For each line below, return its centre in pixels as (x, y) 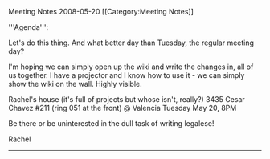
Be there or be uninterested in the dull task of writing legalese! (111, 123)
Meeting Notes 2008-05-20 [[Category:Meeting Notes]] (101, 12)
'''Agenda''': (29, 27)
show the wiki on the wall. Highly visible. (75, 84)
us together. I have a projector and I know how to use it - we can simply (127, 75)
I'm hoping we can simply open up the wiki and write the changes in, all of (131, 67)
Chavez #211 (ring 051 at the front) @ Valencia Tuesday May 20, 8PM (123, 108)
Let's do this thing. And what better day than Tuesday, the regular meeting (131, 43)
